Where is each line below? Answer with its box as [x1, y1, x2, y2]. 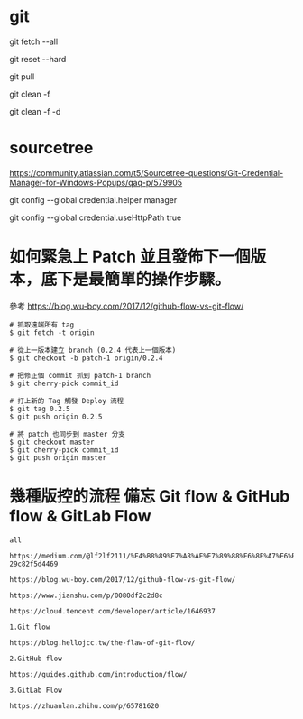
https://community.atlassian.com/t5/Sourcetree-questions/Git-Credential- [9, 167, 284, 178]
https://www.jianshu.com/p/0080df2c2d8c [9, 591, 164, 600]
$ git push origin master [9, 453, 106, 462]
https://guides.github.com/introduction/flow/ [9, 669, 188, 678]
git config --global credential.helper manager [9, 194, 178, 205]
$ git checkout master [9, 438, 95, 447]
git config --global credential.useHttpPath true [9, 212, 182, 223]
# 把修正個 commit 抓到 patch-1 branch [9, 371, 151, 380]
